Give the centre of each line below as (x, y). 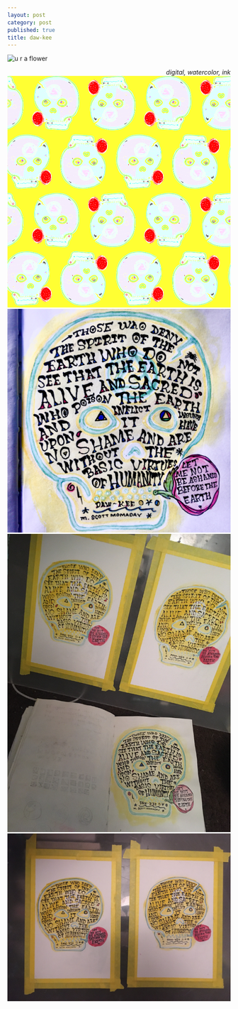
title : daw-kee (30, 38)
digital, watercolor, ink (198, 72)
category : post (30, 22)
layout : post (27, 15)
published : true (31, 30)
